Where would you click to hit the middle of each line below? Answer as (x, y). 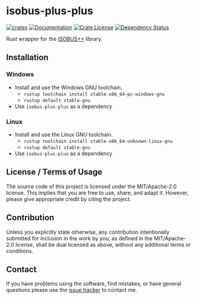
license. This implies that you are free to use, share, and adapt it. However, (97, 193)
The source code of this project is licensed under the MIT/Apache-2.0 (91, 186)
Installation (27, 58)
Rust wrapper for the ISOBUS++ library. (54, 39)
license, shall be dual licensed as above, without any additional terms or (103, 244)
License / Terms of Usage (54, 172)
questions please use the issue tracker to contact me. (72, 290)
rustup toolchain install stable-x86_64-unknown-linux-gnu (98, 141)
